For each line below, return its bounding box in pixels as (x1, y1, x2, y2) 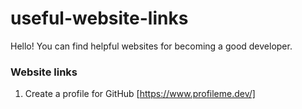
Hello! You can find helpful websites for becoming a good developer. (10, 40, 293, 52)
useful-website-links (10, 7, 189, 30)
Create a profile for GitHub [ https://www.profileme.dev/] (24, 88, 256, 100)
